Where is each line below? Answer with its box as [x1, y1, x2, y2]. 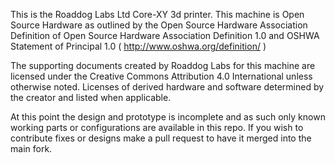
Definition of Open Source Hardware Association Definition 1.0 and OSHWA [10, 30, 320, 41]
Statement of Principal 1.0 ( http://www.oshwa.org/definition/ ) [10, 40, 267, 52]
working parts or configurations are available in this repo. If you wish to [10, 122, 304, 133]
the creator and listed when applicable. [10, 92, 172, 103]
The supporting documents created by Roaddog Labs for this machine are [10, 60, 316, 71]
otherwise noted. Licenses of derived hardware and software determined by [10, 81, 325, 93]
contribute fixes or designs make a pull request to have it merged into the [10, 132, 312, 144]
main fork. [10, 143, 53, 154]
